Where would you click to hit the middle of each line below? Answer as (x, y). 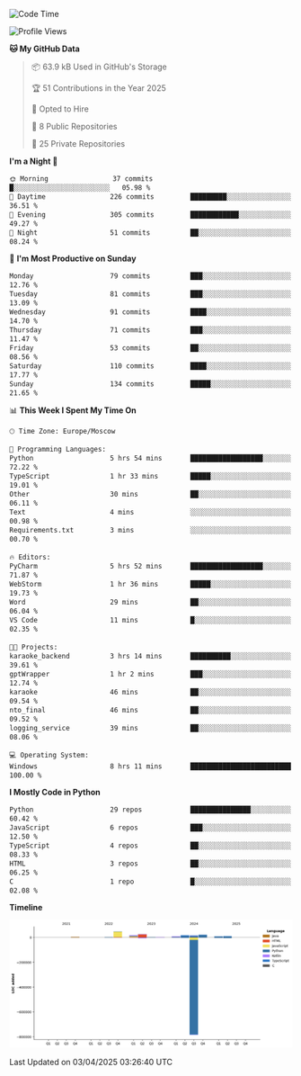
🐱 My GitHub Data (45, 49)
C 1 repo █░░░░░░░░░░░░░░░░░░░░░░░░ (150, 882)
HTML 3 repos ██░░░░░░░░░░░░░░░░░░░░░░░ (150, 864)
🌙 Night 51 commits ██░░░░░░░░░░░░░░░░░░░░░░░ (150, 233)
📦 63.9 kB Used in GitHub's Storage (99, 67)
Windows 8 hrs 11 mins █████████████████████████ (150, 767)
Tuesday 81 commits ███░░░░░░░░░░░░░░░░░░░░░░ (150, 294)
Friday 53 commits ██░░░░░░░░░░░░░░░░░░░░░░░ (150, 348)
